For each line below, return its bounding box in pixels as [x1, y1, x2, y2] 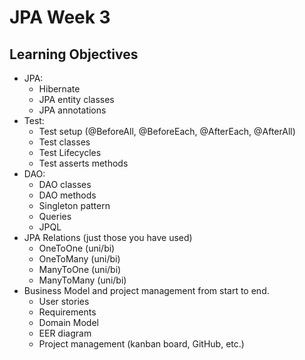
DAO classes [38, 179, 92, 190]
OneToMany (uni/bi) [38, 253, 121, 265]
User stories [38, 296, 90, 307]
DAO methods [38, 189, 97, 201]
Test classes [38, 136, 91, 148]
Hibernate [38, 83, 81, 95]
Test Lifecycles [38, 147, 102, 158]
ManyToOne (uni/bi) [38, 264, 122, 275]
